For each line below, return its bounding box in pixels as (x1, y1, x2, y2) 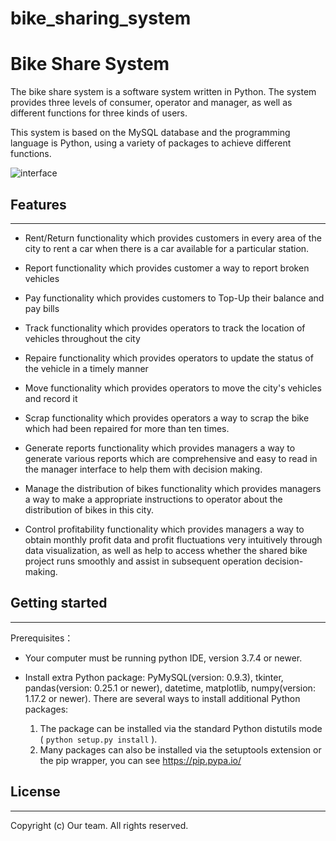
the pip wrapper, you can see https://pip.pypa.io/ (39, 754, 242, 766)
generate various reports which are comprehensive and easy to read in (24, 452, 318, 464)
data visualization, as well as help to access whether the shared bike (24, 544, 308, 556)
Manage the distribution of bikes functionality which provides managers (24, 482, 322, 494)
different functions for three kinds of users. (10, 107, 188, 119)
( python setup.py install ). (39, 733, 158, 745)
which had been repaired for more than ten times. (24, 422, 230, 434)
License (10, 783, 61, 801)
